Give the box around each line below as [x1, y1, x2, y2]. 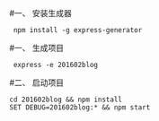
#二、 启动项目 [9, 77, 65, 88]
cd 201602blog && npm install [9, 95, 123, 104]
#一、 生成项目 [9, 43, 65, 53]
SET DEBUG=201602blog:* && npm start [9, 103, 151, 112]
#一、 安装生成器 [9, 8, 72, 18]
